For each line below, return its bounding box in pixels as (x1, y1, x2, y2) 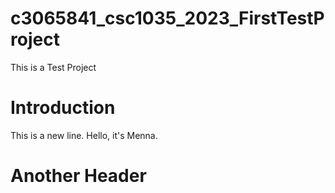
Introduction (10, 97, 116, 119)
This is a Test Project (10, 61, 97, 73)
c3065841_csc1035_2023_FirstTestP (10, 7, 325, 30)
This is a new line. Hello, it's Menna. (10, 129, 158, 141)
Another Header (10, 165, 147, 187)
